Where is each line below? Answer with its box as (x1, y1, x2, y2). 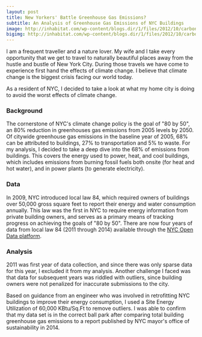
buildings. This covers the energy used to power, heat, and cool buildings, (6, 152, 189, 160)
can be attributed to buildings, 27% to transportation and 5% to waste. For (6, 139, 191, 146)
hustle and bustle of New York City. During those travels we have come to (6, 61, 189, 68)
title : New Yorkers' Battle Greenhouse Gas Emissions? (6, 14, 147, 20)
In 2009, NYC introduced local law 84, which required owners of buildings (6, 194, 189, 201)
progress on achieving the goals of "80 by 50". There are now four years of (6, 219, 193, 227)
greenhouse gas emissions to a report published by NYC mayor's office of (6, 318, 190, 325)
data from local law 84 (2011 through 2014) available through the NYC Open (6, 225, 194, 233)
